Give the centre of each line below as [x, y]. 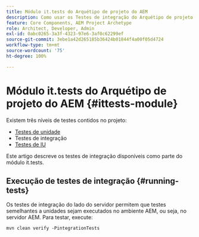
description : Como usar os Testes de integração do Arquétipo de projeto [100, 17]
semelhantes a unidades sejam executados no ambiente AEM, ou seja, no [96, 211]
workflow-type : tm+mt [33, 45]
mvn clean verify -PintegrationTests [53, 228]
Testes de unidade [38, 131]
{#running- [158, 181]
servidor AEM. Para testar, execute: [50, 217]
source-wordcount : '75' [36, 51]
